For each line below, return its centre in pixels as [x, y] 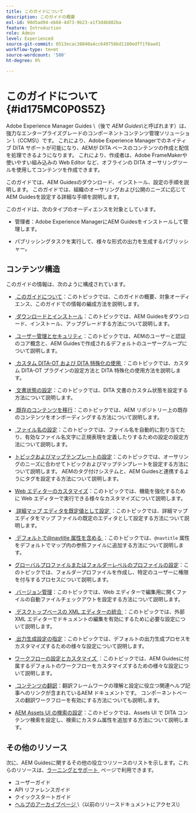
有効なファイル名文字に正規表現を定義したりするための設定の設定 [104, 437]
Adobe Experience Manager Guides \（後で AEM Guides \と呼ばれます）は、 [98, 126]
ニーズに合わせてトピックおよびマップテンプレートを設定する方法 [104, 464]
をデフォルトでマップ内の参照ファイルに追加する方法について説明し [97, 545]
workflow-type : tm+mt [32, 50]
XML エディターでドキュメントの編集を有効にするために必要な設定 [95, 619]
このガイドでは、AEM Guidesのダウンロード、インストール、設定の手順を [95, 182]
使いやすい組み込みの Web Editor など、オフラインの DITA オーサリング [92, 163]
